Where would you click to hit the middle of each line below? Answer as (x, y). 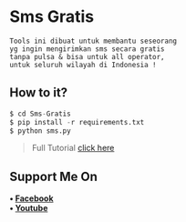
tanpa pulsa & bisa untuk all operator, (88, 56)
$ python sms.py (40, 131)
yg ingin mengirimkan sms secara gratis (88, 49)
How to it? (39, 93)
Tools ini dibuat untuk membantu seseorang (93, 41)
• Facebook (31, 198)
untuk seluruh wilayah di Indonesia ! (83, 65)
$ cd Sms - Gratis (40, 114)
